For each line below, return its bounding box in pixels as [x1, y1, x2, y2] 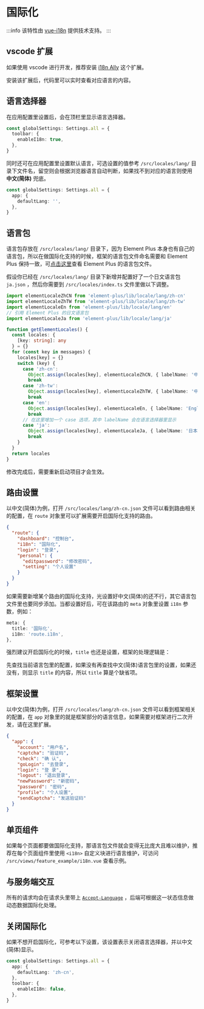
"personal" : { [17, 552, 53, 559]
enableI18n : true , [17, 137, 64, 143]
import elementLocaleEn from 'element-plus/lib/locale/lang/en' [6, 304, 172, 310]
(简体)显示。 [6, 945, 38, 953]
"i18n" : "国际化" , [17, 541, 61, 547]
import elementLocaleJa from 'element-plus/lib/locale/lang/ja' [6, 315, 172, 322]
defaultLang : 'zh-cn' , [17, 969, 75, 975]
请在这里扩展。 [16, 721, 55, 729]
